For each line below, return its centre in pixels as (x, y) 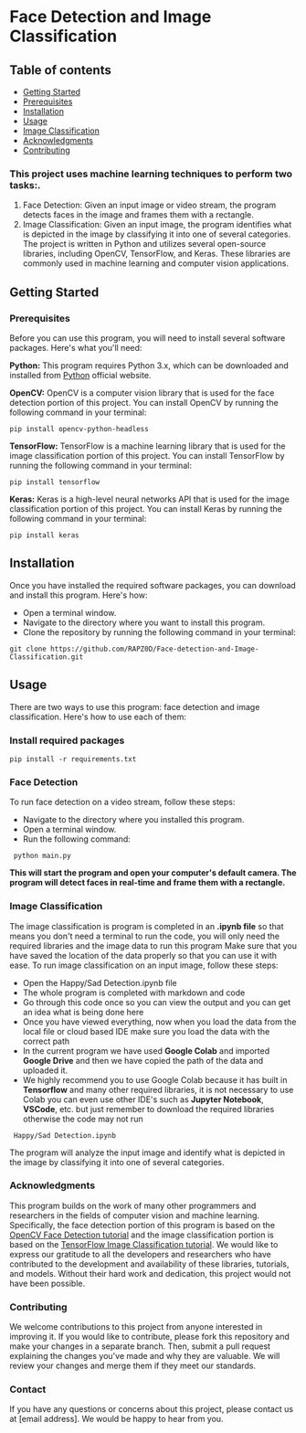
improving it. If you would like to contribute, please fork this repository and (149, 1337)
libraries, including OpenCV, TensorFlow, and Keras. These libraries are (156, 254)
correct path (46, 1041)
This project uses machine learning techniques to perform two (151, 174)
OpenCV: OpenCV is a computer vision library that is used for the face (142, 393)
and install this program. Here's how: (79, 595)
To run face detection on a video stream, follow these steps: (122, 802)
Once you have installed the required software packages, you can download (153, 585)
